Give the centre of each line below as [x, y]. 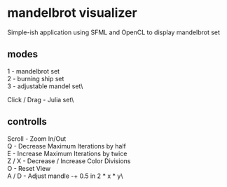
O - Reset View [29, 168]
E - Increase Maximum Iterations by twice [67, 153]
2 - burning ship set [36, 78]
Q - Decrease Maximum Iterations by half [67, 146]
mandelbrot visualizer [73, 13]
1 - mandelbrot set [34, 71]
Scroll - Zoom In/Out [37, 139]
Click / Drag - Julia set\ [41, 99]
